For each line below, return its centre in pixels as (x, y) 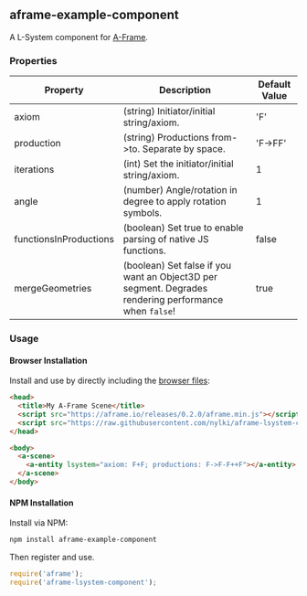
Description (185, 90)
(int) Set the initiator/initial (179, 164)
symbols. (143, 213)
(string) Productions (166, 138)
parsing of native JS (166, 239)
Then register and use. (52, 558)
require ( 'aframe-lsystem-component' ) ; (83, 582)
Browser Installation (48, 360)
